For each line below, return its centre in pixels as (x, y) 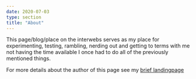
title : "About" (25, 23)
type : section (24, 17)
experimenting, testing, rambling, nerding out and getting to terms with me (98, 46)
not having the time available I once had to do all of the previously (88, 52)
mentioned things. (28, 59)
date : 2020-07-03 (28, 12)
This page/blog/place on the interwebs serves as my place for (83, 40)
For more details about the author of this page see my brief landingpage (95, 70)
